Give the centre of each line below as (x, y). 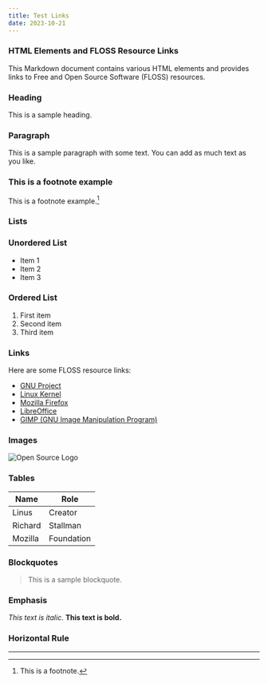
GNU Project (40, 386)
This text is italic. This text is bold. (65, 618)
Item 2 (30, 269)
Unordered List (38, 243)
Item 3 (30, 277)
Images (23, 440)
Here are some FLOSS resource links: (70, 370)
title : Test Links (39, 16)
